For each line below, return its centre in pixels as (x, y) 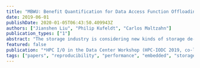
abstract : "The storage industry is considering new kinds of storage (96, 39)
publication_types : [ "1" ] (38, 34)
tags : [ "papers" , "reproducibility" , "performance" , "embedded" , (89, 56)
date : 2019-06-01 (28, 17)
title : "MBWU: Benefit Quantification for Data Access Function (87, 12)
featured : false (26, 45)
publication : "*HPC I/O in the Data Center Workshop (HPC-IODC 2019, (94, 50)
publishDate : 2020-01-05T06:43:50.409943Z (60, 22)
